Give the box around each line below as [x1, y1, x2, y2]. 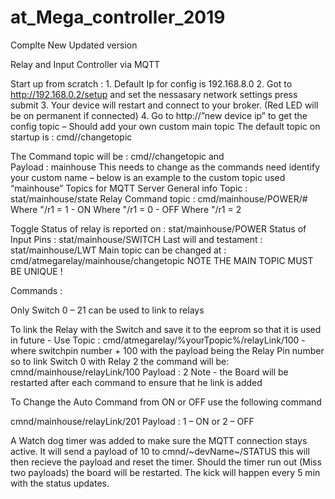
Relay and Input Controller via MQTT [10, 58, 160, 70]
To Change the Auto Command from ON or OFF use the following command [10, 396, 322, 408]
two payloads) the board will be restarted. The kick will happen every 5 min [10, 466, 321, 478]
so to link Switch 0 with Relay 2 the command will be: [10, 355, 230, 367]
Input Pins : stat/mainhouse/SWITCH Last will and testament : [10, 233, 263, 245]
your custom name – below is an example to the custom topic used [10, 171, 286, 183]
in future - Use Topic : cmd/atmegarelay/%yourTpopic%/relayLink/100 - [10, 334, 306, 346]
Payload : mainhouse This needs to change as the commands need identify [10, 161, 321, 173]
